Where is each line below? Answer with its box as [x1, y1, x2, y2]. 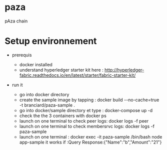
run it [11, 82, 23, 88]
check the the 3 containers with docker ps [19, 113, 107, 119]
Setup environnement [4, 35, 97, 47]
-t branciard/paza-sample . [19, 102, 75, 108]
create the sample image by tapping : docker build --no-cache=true [19, 97, 159, 103]
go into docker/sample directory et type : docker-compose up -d [19, 107, 153, 113]
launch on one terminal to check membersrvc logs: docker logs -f [19, 123, 154, 129]
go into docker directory [19, 91, 69, 97]
